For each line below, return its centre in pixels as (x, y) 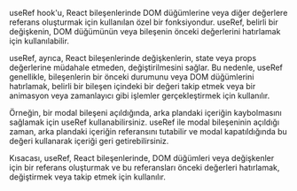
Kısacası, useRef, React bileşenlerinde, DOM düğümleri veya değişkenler (142, 158)
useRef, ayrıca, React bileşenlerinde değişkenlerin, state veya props (133, 58)
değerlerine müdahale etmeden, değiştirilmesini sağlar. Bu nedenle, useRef (146, 67)
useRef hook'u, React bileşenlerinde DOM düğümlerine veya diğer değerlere (148, 13)
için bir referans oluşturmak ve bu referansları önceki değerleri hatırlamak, (145, 168)
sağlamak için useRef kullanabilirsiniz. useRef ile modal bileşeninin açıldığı (145, 122)
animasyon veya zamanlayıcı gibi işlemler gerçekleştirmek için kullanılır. (140, 95)
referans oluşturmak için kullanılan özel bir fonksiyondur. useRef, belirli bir (144, 22)
